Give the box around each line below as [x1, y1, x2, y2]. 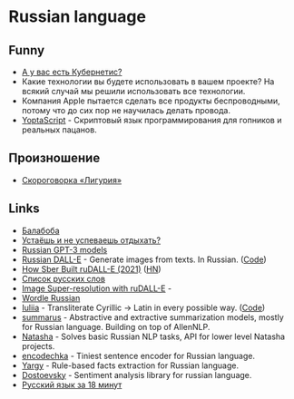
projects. [21, 340, 55, 351]
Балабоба [21, 225, 60, 236]
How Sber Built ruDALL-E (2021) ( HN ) [21, 263, 162, 274]
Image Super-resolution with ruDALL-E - [21, 283, 172, 294]
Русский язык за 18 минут [21, 379, 122, 390]
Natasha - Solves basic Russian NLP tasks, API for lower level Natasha [21, 331, 286, 342]
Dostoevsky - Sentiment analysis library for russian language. [21, 369, 252, 380]
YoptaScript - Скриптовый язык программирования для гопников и [21, 115, 282, 125]
